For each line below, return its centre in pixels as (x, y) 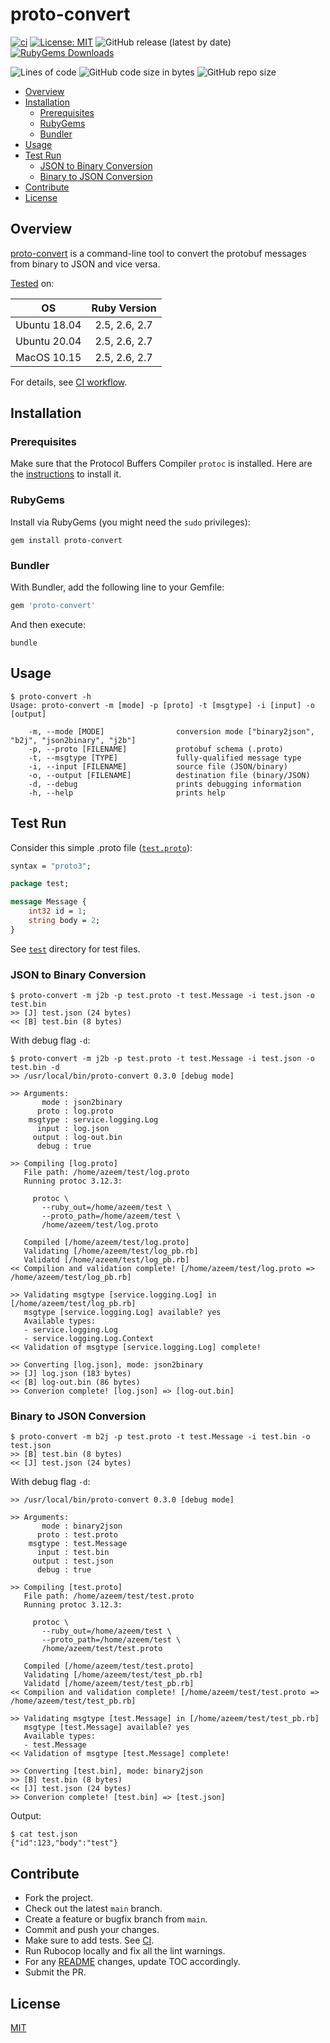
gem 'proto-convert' (53, 606)
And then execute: (48, 624)
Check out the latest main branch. (93, 1909)
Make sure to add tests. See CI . (89, 1940)
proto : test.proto (77, 1535)
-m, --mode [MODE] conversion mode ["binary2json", (171, 731)
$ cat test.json (44, 1834)
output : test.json (73, 1561)
